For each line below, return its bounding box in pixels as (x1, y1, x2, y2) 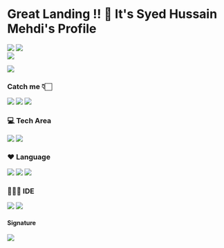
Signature (7, 218, 37, 227)
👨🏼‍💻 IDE (7, 186, 35, 195)
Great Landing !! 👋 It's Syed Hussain (7, 6, 218, 22)
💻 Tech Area (7, 116, 52, 126)
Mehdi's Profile (7, 21, 97, 37)
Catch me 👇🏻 (7, 82, 53, 91)
